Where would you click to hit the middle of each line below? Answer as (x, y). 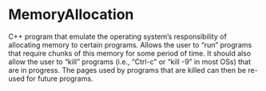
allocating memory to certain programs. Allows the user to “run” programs (130, 44)
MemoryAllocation (71, 15)
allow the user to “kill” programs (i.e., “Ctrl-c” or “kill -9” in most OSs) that (130, 62)
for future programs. (60, 78)
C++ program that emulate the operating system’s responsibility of (118, 36)
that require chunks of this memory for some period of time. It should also (130, 53)
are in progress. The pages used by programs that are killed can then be (127, 70)
